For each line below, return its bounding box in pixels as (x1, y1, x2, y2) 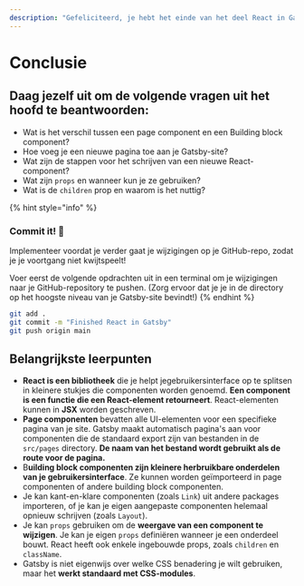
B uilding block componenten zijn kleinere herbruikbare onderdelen (22, 462, 280, 473)
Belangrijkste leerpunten (9, 351, 152, 366)
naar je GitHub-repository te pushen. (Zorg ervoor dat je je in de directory (9, 282, 284, 293)
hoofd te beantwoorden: (9, 103, 149, 118)
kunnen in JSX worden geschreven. (22, 405, 157, 415)
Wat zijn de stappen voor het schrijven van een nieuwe (22, 155, 228, 166)
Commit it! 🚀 (9, 224, 65, 237)
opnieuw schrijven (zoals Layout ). (22, 510, 147, 522)
